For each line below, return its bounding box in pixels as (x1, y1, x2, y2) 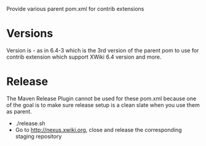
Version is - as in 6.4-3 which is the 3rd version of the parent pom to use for (6, 46, 199, 54)
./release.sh (15, 119, 46, 127)
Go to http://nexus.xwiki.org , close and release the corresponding (15, 126, 183, 133)
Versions (6, 27, 53, 40)
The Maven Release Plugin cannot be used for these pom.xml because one (6, 95, 197, 102)
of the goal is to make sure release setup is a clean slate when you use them (6, 101, 200, 109)
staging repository (15, 133, 62, 140)
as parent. (6, 108, 32, 115)
